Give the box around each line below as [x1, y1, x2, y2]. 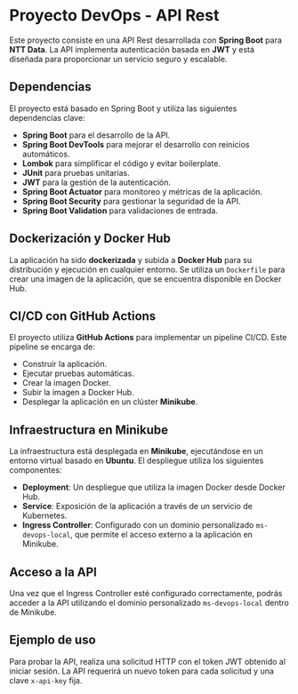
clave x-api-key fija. [9, 674, 83, 685]
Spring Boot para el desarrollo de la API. [21, 130, 171, 140]
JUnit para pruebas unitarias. [21, 167, 131, 178]
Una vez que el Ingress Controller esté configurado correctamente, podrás [9, 588, 283, 598]
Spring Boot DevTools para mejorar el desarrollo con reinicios [21, 139, 250, 149]
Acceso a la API [9, 564, 98, 579]
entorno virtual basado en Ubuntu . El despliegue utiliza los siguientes [9, 455, 264, 467]
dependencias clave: [9, 112, 86, 123]
